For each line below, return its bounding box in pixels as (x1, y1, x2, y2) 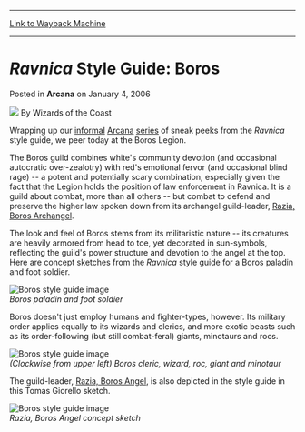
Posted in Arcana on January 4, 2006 (9, 88, 152, 99)
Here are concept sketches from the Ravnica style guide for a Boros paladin (9, 256, 293, 267)
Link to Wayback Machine (9, 18, 106, 28)
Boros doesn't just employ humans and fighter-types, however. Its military (9, 311, 286, 322)
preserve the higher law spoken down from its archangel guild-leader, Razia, (9, 200, 295, 211)
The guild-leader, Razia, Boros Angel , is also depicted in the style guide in (9, 375, 286, 387)
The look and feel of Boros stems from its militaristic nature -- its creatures (9, 227, 289, 238)
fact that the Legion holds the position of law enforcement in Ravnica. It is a (9, 181, 292, 192)
